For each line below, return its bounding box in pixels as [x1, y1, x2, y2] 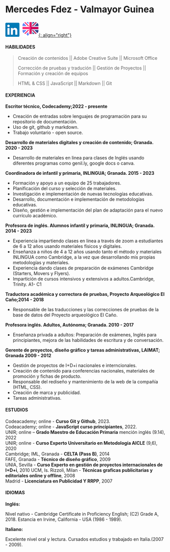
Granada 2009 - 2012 [5, 353, 52, 359]
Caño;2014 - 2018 [5, 296, 44, 303]
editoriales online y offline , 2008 [5, 472, 75, 478]
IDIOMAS [5, 490, 25, 496]
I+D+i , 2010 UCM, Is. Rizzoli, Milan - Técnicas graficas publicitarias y [5, 467, 153, 473]
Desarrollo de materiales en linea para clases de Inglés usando [12, 155, 145, 161]
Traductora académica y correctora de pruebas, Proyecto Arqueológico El [5, 291, 165, 297]
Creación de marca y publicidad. [12, 389, 81, 396]
